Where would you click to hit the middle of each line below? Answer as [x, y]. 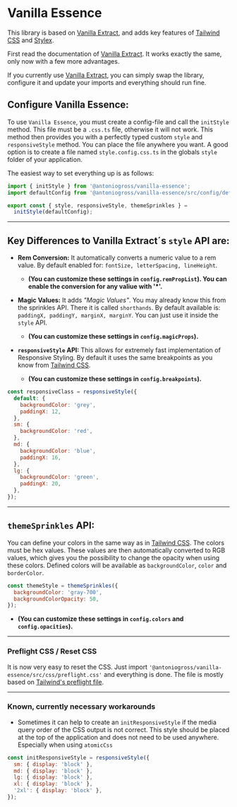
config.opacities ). [45, 627]
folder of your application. [45, 159]
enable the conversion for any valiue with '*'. [95, 286]
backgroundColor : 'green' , [60, 477]
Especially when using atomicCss [65, 745]
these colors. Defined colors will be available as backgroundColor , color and [117, 565]
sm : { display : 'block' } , [53, 764]
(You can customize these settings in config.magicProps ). [113, 337]
